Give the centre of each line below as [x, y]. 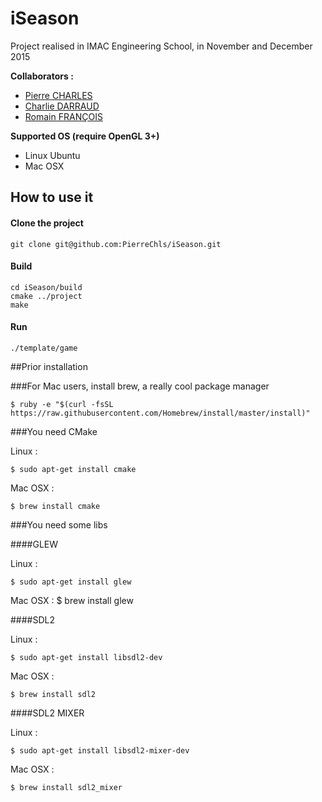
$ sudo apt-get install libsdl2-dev [86, 657]
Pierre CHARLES [58, 95]
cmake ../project [46, 296]
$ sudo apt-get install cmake [73, 469]
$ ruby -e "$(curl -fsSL [62, 404]
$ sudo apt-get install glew [71, 582]
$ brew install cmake [55, 506]
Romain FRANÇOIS [63, 116]
